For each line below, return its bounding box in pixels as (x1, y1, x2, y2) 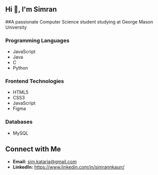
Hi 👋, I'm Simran (5, 5, 57, 14)
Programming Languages (5, 37, 70, 44)
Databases (5, 118, 33, 125)
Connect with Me (5, 145, 61, 154)
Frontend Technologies (5, 78, 64, 85)
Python (12, 65, 28, 71)
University (5, 24, 27, 30)
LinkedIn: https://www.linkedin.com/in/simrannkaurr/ (12, 164, 125, 170)
